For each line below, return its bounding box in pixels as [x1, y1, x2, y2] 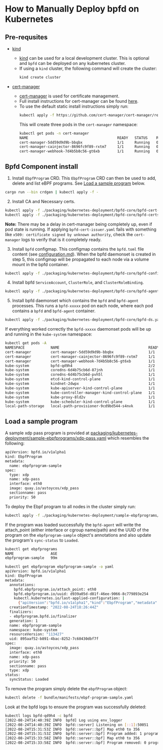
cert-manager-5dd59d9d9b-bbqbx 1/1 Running [19, 140, 150, 145]
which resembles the [107, 435, 149, 441]
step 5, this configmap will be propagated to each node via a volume [12, 256, 149, 262]
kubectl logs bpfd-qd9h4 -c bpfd [5, 713, 73, 718]
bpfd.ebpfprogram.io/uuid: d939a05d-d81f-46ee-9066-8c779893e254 [14, 591, 149, 596]
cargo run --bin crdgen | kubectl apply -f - [5, 190, 98, 194]
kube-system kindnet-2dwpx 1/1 [5, 382, 155, 386]
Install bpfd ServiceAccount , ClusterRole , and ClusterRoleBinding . [12, 280, 144, 286]
